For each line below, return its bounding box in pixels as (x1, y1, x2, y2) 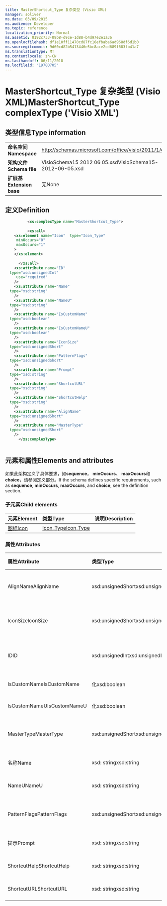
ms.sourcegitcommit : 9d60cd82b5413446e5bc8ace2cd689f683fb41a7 (5, 44, 139, 49)
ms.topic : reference (5, 26, 48, 31)
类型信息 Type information (5, 128, 86, 137)
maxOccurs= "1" (16, 242, 46, 247)
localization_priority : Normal (5, 30, 70, 35)
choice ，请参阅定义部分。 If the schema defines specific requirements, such (5, 476, 162, 483)
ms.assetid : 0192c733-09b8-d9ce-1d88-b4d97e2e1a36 (5, 35, 112, 40)
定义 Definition (5, 206, 50, 214)
